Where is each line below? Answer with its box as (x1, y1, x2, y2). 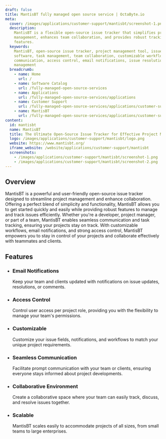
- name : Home (14, 72, 41, 77)
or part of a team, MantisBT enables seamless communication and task (5, 217, 150, 223)
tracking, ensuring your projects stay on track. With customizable (5, 222, 138, 228)
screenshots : (9, 150, 37, 155)
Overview (5, 177, 36, 186)
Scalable (12, 412, 34, 419)
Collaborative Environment (12, 383, 78, 389)
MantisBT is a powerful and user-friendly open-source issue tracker (5, 191, 143, 197)
